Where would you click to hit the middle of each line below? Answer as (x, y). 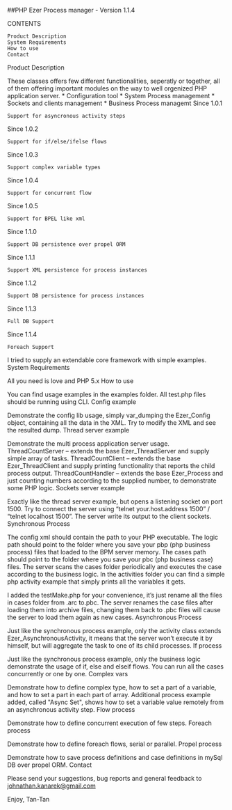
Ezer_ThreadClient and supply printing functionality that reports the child (111, 466)
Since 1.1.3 (22, 309)
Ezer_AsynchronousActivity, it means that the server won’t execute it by (110, 638)
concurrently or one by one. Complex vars (68, 674)
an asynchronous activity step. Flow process (71, 709)
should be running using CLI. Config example (72, 402)
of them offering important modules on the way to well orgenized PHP (107, 88)
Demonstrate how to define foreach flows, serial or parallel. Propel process (115, 744)
